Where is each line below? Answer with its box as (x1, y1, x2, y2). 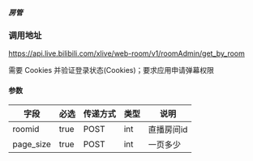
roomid (12, 123, 40, 134)
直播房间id (148, 124, 188, 135)
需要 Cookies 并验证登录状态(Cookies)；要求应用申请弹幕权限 (8, 66, 215, 75)
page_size (12, 138, 51, 150)
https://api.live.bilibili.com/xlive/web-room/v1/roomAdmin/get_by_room (8, 49, 246, 58)
